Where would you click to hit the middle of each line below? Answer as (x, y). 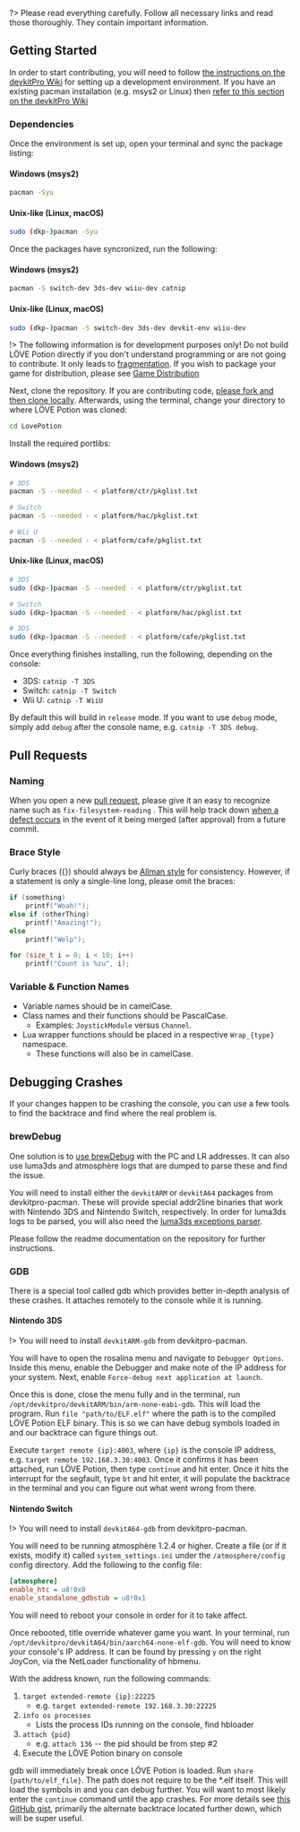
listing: (21, 153)
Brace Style (35, 852)
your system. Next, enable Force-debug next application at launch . (136, 1377)
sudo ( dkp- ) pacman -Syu (54, 232)
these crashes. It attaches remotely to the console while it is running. (137, 1300)
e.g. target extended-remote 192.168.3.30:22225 (126, 1705)
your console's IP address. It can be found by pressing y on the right (135, 1651)
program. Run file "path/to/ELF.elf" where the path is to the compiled (142, 1414)
